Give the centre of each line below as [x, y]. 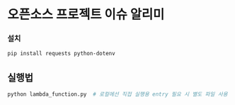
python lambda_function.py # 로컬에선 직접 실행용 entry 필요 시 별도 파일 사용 [117, 94]
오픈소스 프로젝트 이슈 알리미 [86, 15]
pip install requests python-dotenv [61, 54]
